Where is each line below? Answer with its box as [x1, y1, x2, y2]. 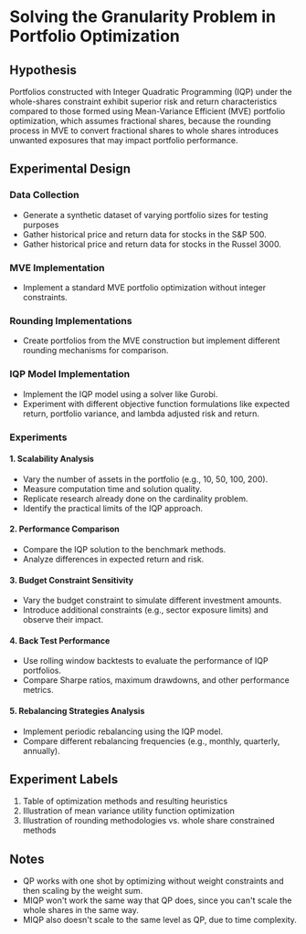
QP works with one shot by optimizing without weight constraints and [22, 876, 285, 887]
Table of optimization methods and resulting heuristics [22, 796, 228, 807]
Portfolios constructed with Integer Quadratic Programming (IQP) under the [9, 87, 292, 97]
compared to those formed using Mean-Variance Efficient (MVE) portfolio [9, 106, 286, 116]
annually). [22, 745, 61, 756]
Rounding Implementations [9, 314, 132, 327]
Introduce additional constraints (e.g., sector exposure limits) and [22, 604, 269, 615]
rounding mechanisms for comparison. [22, 345, 169, 356]
